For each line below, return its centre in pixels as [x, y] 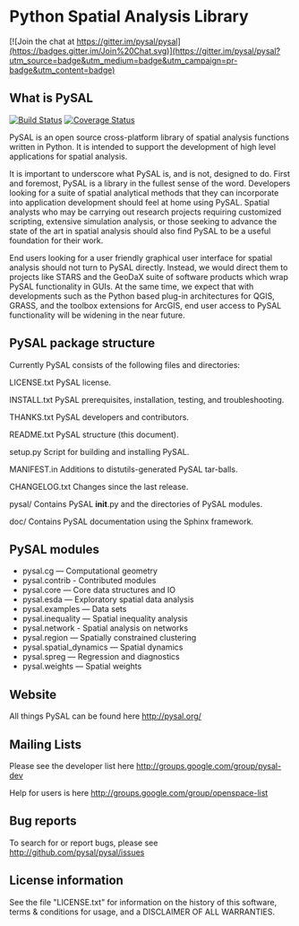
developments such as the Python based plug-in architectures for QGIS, [142, 296]
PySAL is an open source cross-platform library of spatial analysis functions [149, 137]
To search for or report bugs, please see [84, 843]
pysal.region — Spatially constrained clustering [109, 638]
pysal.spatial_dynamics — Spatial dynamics [103, 647]
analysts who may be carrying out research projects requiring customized [145, 212]
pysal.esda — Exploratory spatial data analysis [108, 599]
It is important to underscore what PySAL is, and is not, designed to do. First [150, 173]
